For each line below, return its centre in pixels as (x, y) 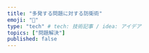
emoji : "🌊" (23, 20)
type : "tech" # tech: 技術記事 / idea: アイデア (74, 26)
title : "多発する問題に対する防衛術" (55, 13)
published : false (32, 39)
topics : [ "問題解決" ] (36, 33)
